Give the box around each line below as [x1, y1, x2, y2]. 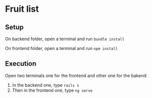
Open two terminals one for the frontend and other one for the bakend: [5, 73, 148, 78]
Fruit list [5, 3, 39, 15]
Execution [5, 60, 37, 68]
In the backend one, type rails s [12, 82, 79, 88]
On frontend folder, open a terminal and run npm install [5, 46, 118, 51]
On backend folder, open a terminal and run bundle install [5, 36, 125, 42]
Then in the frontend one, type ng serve [12, 87, 93, 93]
